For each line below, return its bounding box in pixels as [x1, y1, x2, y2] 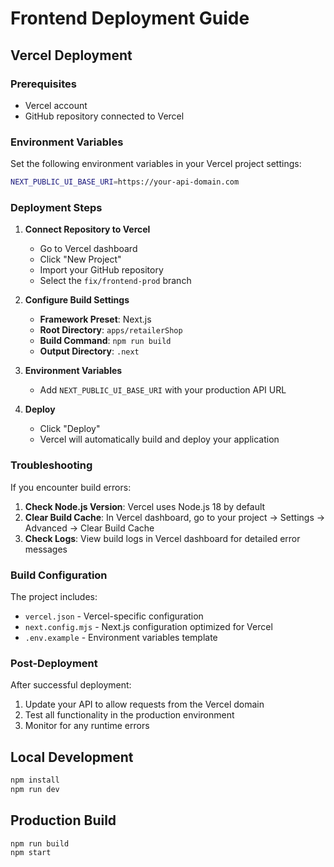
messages [24, 543, 68, 555]
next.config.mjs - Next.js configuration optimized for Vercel [24, 620, 273, 632]
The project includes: [10, 590, 98, 602]
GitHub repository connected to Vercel [24, 110, 185, 122]
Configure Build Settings [24, 294, 130, 306]
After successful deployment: [10, 679, 132, 691]
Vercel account [24, 99, 88, 111]
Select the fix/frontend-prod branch [39, 275, 192, 287]
